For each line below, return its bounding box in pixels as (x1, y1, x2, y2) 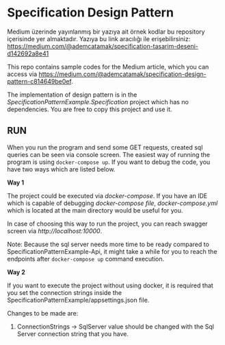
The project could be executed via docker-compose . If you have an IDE (7, 191, 208, 200)
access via (7, 70, 38, 78)
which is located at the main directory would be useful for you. (7, 206, 183, 214)
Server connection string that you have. (16, 329, 129, 337)
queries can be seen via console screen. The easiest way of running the (7, 150, 211, 158)
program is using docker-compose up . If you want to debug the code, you (7, 158, 211, 166)
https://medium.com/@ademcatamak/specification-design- (38, 70, 207, 78)
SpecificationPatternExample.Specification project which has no (7, 97, 189, 106)
